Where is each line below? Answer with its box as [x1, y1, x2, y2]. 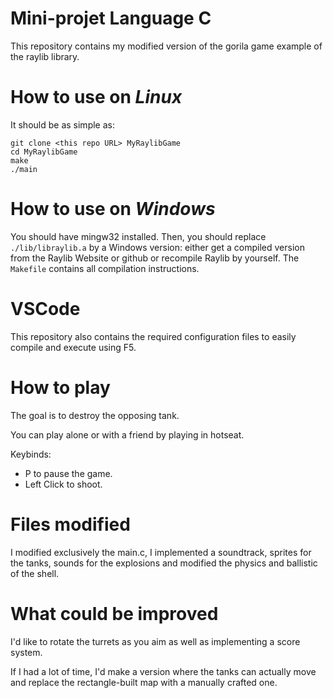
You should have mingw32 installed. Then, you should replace [10, 230, 267, 242]
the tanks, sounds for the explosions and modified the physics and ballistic [10, 557, 318, 569]
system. [10, 646, 43, 658]
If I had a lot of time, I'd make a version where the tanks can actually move [10, 665, 317, 677]
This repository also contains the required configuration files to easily [10, 330, 297, 342]
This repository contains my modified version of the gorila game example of [10, 40, 323, 52]
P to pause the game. [24, 467, 113, 479]
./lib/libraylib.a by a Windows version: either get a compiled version [10, 241, 305, 253]
